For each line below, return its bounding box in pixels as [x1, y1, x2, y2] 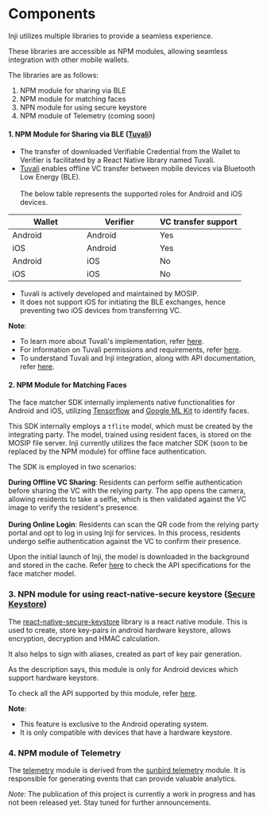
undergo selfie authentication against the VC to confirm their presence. [8, 537, 242, 547]
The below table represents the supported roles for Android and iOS [19, 189, 243, 199]
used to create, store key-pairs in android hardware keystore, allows [8, 625, 231, 635]
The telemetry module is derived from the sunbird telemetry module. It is [8, 765, 246, 774]
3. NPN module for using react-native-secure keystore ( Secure [8, 589, 256, 600]
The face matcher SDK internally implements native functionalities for [8, 398, 236, 407]
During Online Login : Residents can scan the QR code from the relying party [8, 520, 259, 529]
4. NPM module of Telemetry [8, 747, 122, 759]
